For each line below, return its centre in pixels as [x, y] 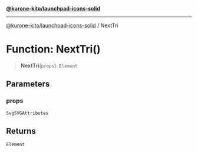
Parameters [28, 84]
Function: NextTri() [53, 49]
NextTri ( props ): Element [49, 65]
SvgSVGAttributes [27, 113]
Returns [21, 131]
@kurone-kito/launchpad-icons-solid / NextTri [62, 25]
